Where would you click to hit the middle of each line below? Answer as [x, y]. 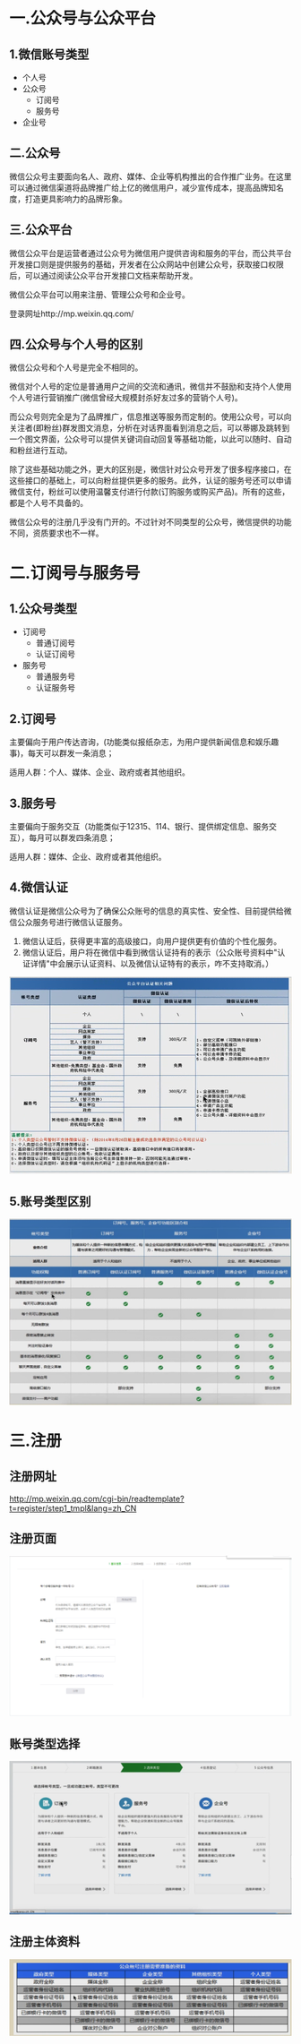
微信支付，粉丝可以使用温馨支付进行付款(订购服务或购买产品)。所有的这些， [150, 492]
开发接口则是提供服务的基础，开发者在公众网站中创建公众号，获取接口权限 [146, 264]
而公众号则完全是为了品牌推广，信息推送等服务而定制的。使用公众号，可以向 [150, 417]
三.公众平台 [41, 230]
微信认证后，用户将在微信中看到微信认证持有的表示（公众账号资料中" [150, 952]
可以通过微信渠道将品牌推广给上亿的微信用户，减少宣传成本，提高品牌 [139, 187]
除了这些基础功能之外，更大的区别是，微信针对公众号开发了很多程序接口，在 [150, 469]
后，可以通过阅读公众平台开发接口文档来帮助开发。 [103, 275]
